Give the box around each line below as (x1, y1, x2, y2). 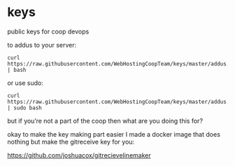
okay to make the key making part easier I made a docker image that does (7, 130, 220, 138)
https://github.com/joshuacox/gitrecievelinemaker (7, 151, 152, 159)
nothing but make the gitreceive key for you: (7, 137, 135, 146)
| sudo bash (7, 104, 42, 112)
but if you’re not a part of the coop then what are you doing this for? (7, 116, 204, 125)
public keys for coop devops (7, 27, 90, 36)
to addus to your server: (7, 40, 77, 49)
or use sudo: (7, 78, 44, 87)
